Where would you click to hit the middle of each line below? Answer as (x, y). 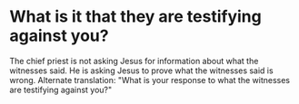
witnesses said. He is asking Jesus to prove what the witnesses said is (142, 71)
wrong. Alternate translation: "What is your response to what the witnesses (150, 80)
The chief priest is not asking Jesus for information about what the (134, 61)
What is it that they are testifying (135, 17)
